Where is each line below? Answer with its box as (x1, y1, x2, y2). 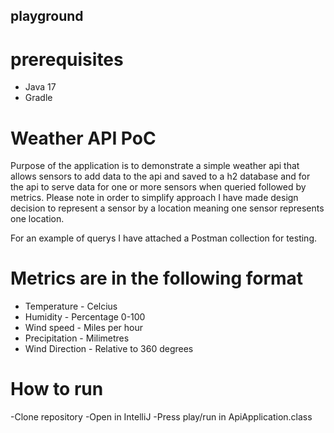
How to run (10, 378, 104, 401)
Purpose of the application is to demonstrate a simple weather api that (10, 160, 300, 172)
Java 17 (24, 81, 57, 93)
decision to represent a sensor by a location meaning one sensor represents (10, 202, 325, 214)
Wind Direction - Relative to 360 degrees (24, 343, 194, 355)
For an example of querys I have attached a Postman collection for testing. (10, 232, 317, 244)
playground (10, 8, 84, 25)
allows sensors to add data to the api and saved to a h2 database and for (10, 170, 311, 183)
